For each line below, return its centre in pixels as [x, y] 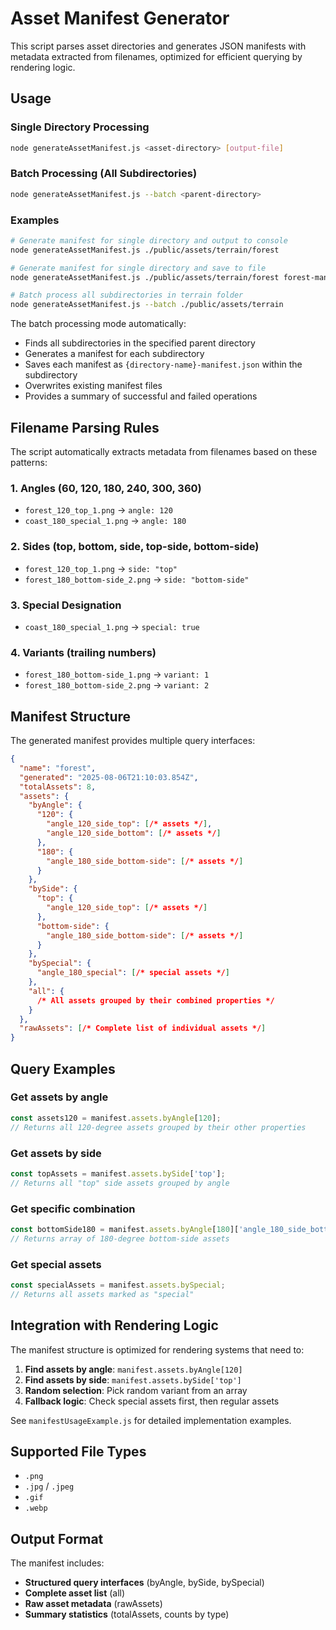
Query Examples [63, 1068]
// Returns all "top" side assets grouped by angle [120, 1183]
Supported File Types [78, 1451]
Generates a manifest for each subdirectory [114, 354]
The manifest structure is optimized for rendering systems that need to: [157, 1349]
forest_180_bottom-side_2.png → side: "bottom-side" [137, 579]
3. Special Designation [66, 605]
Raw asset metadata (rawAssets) [93, 1604]
